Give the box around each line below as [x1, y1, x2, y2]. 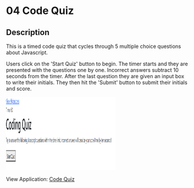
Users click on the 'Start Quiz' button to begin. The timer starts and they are [6, 60, 188, 67]
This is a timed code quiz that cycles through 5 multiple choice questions [6, 43, 182, 50]
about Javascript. [6, 49, 48, 56]
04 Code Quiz [6, 4, 75, 18]
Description [6, 27, 50, 37]
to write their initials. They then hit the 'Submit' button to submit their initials [6, 79, 188, 86]
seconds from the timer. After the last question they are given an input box [6, 73, 185, 79]
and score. [6, 85, 32, 92]
